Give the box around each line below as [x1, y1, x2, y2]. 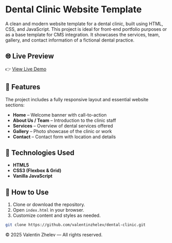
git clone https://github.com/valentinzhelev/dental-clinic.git [5, 222, 146, 228]
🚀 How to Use [5, 188, 49, 196]
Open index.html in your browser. [12, 207, 85, 213]
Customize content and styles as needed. [12, 212, 101, 219]
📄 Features [5, 83, 41, 91]
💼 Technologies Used [5, 148, 74, 157]
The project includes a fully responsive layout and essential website [5, 96, 149, 102]
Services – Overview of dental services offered [12, 122, 113, 129]
